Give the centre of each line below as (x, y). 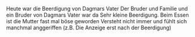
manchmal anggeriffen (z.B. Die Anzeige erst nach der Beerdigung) (89, 27)
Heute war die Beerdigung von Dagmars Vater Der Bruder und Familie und (97, 9)
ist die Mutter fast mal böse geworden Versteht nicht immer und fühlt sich (97, 21)
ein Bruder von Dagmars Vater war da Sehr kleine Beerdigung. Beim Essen (97, 15)
